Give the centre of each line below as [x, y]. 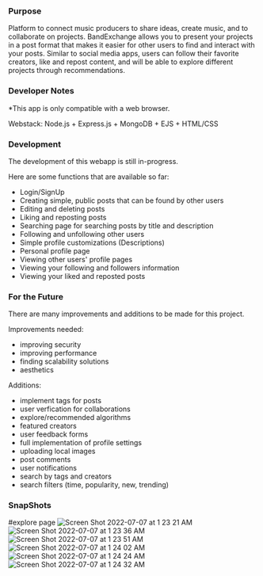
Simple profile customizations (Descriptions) [92, 242]
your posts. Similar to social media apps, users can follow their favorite [124, 54]
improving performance [58, 353]
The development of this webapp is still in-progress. [93, 161]
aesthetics [36, 370]
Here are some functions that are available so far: [89, 177]
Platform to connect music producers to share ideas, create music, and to [128, 29]
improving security [50, 345]
